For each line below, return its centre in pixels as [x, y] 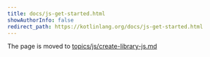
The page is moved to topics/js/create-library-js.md [82, 47]
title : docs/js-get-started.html [56, 14]
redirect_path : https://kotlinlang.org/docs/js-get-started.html [105, 26]
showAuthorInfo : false [41, 20]
